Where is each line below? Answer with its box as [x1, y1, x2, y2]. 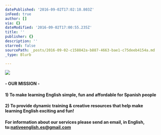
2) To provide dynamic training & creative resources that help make [5, 103, 144, 109]
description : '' [5, 39, 38, 44]
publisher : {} [5, 34, 34, 39]
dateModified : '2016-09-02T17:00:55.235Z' [5, 25, 92, 30]
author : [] [5, 16, 27, 21]
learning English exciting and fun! [5, 108, 74, 114]
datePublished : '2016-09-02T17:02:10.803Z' [5, 7, 95, 12]
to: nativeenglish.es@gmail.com [5, 124, 71, 130]
